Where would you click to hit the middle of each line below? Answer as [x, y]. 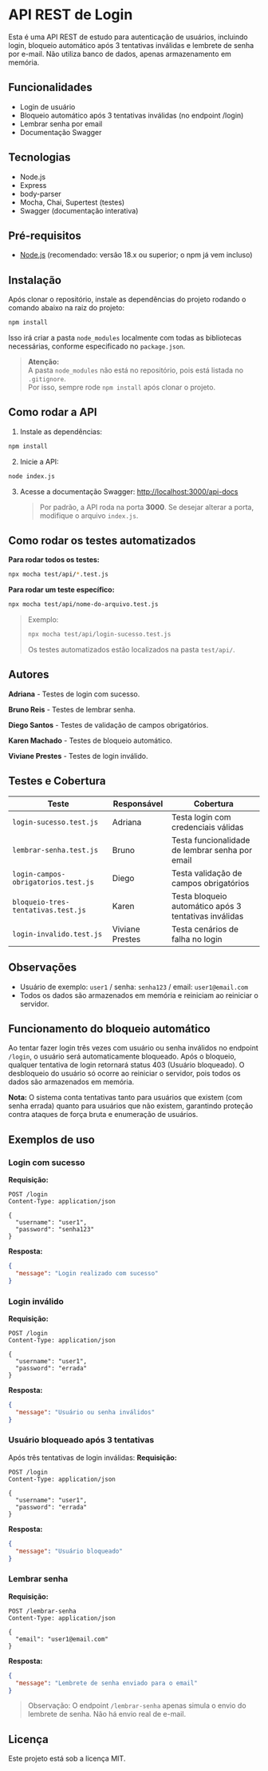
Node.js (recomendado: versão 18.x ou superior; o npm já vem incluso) [136, 255]
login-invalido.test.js [57, 934]
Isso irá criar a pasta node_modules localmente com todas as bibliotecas [125, 338]
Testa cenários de [205, 929]
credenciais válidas [207, 827]
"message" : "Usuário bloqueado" [69, 1551]
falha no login [197, 939]
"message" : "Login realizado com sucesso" [87, 1273]
